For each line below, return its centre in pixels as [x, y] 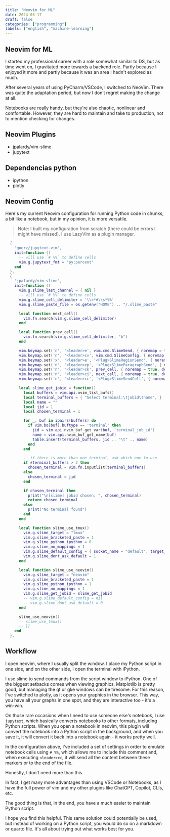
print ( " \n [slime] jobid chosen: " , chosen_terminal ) [84, 495]
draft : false [19, 19]
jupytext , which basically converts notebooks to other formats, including [81, 721]
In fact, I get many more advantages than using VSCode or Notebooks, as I [83, 782]
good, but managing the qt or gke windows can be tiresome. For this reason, [85, 689]
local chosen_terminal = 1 [52, 412]
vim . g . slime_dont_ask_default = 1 [60, 556]
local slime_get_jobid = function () [57, 388]
